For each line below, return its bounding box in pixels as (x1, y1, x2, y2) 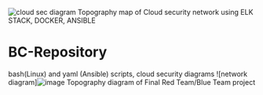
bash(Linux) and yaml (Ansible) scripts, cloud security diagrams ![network (8, 69, 248, 79)
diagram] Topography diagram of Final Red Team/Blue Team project (8, 77, 256, 86)
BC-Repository (8, 43, 108, 61)
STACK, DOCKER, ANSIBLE (8, 16, 96, 25)
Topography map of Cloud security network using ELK (77, 8, 254, 16)
